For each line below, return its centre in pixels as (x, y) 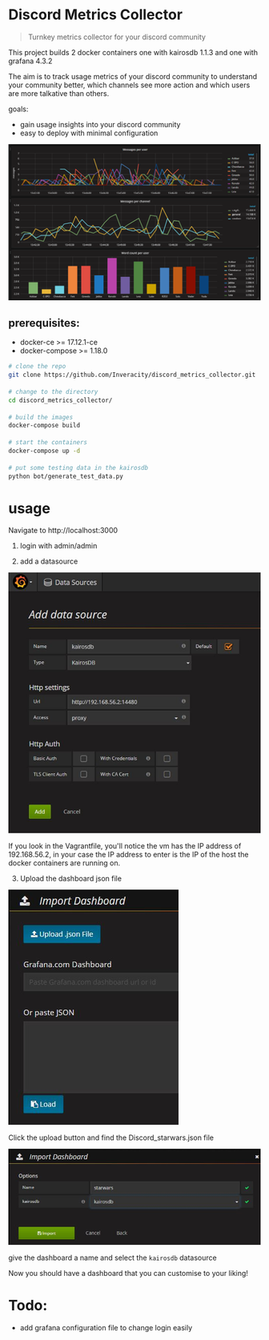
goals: (18, 109)
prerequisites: (44, 323)
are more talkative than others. (59, 93)
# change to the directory (53, 391)
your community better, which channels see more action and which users (129, 85)
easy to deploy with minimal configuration (89, 133)
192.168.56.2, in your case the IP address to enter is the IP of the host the (128, 854)
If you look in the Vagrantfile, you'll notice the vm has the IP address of (125, 845)
